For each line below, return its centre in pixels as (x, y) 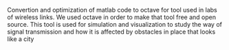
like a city (21, 39)
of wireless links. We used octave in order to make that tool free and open (112, 17)
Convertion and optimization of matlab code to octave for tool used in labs (112, 10)
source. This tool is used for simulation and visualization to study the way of (115, 24)
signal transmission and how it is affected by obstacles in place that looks (111, 32)
